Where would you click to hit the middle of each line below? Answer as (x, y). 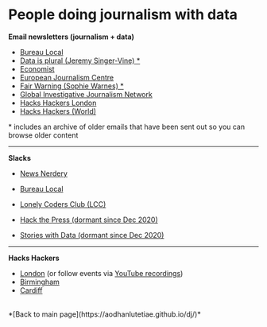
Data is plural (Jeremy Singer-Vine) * (80, 60)
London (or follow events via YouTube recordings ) (101, 273)
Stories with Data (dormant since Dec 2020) (92, 235)
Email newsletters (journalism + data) (72, 37)
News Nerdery (43, 173)
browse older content (43, 135)
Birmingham (39, 282)
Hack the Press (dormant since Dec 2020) (89, 220)
